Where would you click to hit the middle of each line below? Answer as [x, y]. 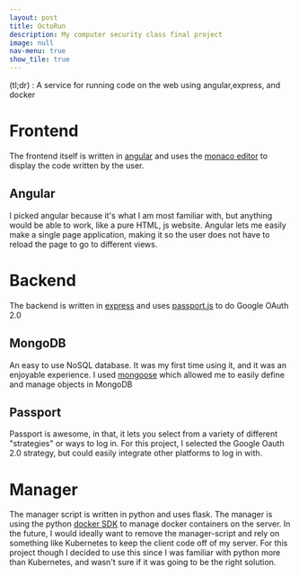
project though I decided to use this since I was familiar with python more [145, 553]
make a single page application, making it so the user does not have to [140, 234]
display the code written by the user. [77, 165]
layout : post [34, 18]
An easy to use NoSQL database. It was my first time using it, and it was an [148, 364]
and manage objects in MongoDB [71, 384]
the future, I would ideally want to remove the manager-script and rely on [145, 534]
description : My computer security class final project [116, 34]
